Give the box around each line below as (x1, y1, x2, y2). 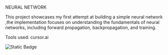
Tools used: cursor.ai (5, 34, 49, 40)
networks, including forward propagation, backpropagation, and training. (5, 24, 156, 30)
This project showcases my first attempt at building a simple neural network (5, 14, 163, 19)
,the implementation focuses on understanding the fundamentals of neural (5, 19, 160, 25)
